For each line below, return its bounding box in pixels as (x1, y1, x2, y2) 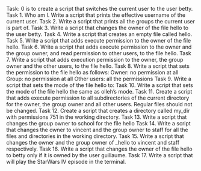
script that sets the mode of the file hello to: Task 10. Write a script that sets (6, 82, 194, 89)
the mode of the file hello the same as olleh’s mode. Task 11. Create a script (6, 88, 193, 95)
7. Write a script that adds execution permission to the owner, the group (6, 56, 184, 63)
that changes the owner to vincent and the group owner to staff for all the (6, 126, 188, 133)
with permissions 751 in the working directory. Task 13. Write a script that (6, 113, 187, 121)
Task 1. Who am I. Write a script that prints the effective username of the (6, 11, 185, 19)
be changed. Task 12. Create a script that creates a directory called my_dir (6, 107, 190, 114)
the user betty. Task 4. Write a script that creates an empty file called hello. (6, 31, 193, 38)
